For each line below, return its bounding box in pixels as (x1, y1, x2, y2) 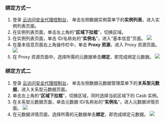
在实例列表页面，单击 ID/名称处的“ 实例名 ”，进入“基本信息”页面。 (12, 35, 146, 41)
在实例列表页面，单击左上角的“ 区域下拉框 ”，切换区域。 (12, 29, 126, 35)
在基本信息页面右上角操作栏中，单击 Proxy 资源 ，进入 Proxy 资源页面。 (12, 41, 160, 48)
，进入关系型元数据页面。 (16, 86, 70, 92)
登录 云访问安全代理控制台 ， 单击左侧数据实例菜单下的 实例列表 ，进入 (12, 16, 155, 23)
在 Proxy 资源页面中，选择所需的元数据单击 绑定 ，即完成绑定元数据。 (12, 54, 154, 60)
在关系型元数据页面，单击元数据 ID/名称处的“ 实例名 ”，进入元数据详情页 (12, 98, 159, 104)
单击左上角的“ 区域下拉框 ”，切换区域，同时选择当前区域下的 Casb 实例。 (12, 92, 161, 98)
